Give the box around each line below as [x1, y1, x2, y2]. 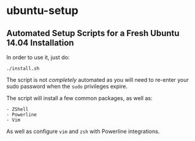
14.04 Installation [6, 37, 74, 48]
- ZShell [6, 106, 29, 112]
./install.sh [6, 65, 40, 71]
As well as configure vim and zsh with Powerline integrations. [6, 128, 160, 135]
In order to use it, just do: [6, 54, 70, 61]
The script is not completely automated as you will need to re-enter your [6, 76, 189, 83]
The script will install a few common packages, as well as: [6, 95, 153, 101]
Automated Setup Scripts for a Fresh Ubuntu [6, 28, 180, 38]
